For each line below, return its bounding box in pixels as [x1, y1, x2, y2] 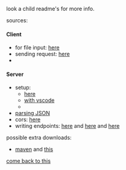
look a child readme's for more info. [6, 5, 95, 12]
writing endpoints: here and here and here [14, 122, 120, 130]
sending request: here [14, 51, 71, 58]
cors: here [14, 116, 41, 123]
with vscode [24, 96, 55, 104]
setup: [14, 84, 31, 91]
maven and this [14, 146, 53, 153]
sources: [6, 17, 28, 24]
